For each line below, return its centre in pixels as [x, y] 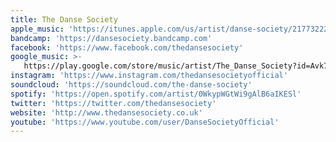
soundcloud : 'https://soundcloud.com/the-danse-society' [131, 85]
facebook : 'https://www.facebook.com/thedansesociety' [127, 47]
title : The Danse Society [64, 19]
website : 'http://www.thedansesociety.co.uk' [106, 112]
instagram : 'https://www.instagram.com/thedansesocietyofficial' [149, 76]
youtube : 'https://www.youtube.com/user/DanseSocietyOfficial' [145, 122]
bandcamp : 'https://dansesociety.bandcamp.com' [111, 38]
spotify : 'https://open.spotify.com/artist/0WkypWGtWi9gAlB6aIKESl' [156, 94]
